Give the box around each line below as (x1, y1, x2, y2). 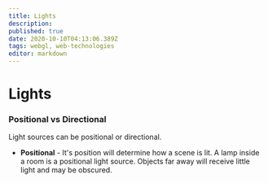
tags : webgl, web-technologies (8, 42, 115, 50)
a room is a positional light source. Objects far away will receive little (20, 156, 251, 167)
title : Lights (8, 11, 57, 20)
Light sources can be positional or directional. (8, 132, 162, 142)
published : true (8, 27, 64, 35)
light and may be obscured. (20, 165, 112, 175)
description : (8, 20, 53, 28)
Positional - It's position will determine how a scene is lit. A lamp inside (20, 148, 260, 158)
